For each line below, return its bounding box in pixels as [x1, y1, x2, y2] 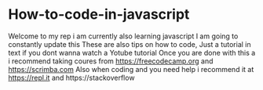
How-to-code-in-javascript [8, 5, 190, 23]
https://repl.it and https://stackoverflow [8, 73, 135, 82]
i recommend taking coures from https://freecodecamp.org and [8, 56, 214, 66]
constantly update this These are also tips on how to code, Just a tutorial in [8, 39, 251, 49]
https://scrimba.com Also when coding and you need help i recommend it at [8, 64, 254, 74]
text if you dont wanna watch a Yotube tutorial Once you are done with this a [8, 48, 256, 57]
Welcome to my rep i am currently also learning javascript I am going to [8, 31, 239, 41]
